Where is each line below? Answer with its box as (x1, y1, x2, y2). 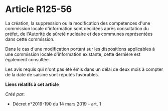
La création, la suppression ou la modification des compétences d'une (5, 20, 150, 26)
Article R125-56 (5, 4, 72, 15)
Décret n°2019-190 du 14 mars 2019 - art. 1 (12, 100, 101, 106)
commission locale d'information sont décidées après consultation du (5, 25, 149, 31)
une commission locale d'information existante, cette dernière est (5, 51, 141, 57)
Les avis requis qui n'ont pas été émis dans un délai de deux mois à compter (5, 66, 163, 72)
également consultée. (5, 56, 50, 62)
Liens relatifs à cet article (5, 81, 59, 87)
